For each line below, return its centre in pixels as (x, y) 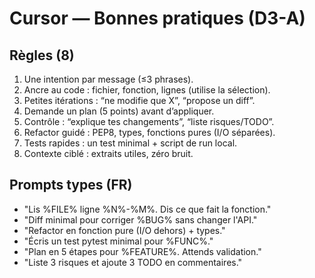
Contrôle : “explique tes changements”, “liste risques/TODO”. (149, 121)
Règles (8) (42, 55)
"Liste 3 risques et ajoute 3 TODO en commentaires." (133, 262)
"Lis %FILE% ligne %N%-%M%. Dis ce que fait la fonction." (147, 209)
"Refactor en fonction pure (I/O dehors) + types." (124, 230)
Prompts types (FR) (71, 185)
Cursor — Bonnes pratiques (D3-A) (157, 18)
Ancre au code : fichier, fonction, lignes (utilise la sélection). (147, 90)
